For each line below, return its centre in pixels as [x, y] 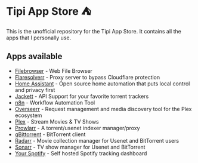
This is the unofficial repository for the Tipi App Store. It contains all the [94, 31]
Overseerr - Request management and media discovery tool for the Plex [103, 109]
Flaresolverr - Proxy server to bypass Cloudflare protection [87, 77]
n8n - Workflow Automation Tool [55, 102]
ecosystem [28, 115]
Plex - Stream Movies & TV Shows [57, 121]
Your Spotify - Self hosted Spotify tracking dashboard [81, 153]
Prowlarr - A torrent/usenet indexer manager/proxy [77, 128]
